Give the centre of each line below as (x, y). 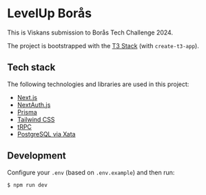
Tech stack (31, 68)
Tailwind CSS (36, 119)
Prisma (27, 112)
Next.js (27, 97)
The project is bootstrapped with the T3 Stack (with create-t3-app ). (103, 45)
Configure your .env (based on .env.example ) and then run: (91, 172)
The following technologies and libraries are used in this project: (98, 84)
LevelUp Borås (49, 13)
